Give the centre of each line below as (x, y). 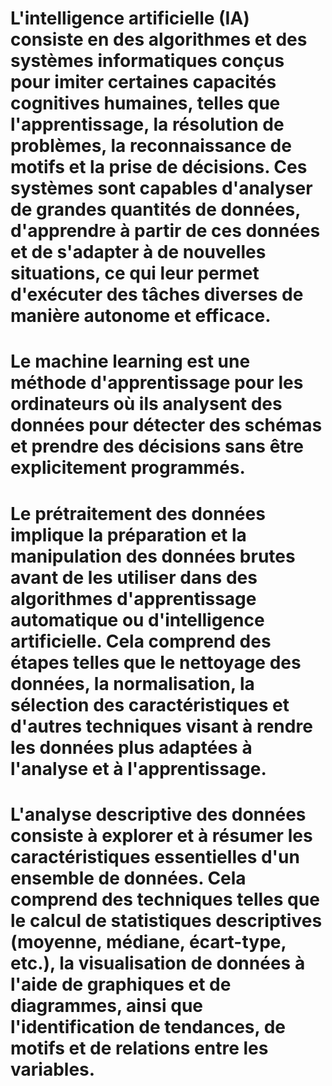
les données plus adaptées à (131, 747)
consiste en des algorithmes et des (159, 39)
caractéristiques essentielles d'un (155, 856)
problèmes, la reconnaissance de (151, 146)
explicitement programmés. (128, 468)
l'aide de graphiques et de (121, 984)
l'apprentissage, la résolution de (147, 124)
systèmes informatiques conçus (147, 61)
